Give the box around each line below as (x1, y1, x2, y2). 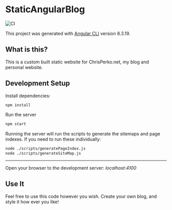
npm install (5, 102, 31, 108)
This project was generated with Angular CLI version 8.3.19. (5, 30, 131, 36)
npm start (5, 122, 27, 127)
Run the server (5, 111, 37, 118)
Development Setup (5, 79, 70, 88)
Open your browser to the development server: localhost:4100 (5, 165, 137, 171)
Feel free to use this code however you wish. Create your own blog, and (5, 193, 157, 199)
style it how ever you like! (5, 198, 59, 205)
